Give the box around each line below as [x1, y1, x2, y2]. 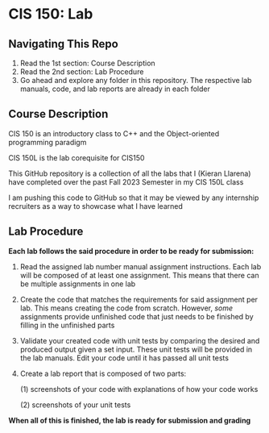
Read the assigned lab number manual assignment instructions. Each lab [19, 261, 262, 271]
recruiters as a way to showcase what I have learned [8, 201, 184, 210]
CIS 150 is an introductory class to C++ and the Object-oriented [8, 128, 220, 138]
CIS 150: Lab [8, 5, 93, 23]
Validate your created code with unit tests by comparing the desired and [19, 335, 260, 345]
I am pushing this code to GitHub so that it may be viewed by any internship [8, 193, 259, 202]
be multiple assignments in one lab [19, 279, 136, 289]
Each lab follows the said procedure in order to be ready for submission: [8, 246, 255, 256]
